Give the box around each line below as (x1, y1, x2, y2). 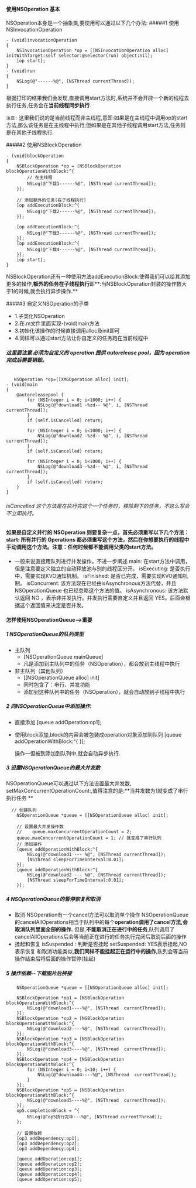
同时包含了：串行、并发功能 (23, 681, 91, 688)
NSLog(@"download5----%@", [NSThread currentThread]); (27, 1098, 166, 1104)
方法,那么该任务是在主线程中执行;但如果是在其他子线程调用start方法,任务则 (6, 122, 186, 129)
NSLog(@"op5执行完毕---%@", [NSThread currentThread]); (27, 1114, 163, 1120)
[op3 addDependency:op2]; (16, 1141, 80, 1147)
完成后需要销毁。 (6, 356, 47, 363)
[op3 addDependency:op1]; (16, 1136, 80, 1142)
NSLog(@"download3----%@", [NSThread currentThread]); (27, 1046, 166, 1052)
